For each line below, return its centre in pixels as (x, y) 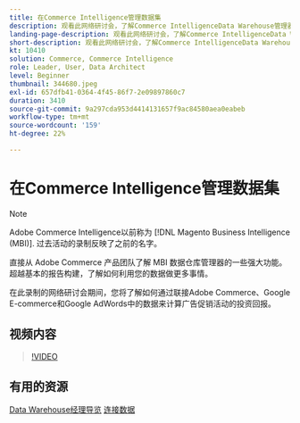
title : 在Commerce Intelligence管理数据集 (85, 17)
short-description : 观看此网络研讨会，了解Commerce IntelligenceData (134, 42)
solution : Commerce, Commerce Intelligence (92, 59)
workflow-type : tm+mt (50, 117)
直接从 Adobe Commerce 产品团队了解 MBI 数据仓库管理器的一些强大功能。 (148, 262)
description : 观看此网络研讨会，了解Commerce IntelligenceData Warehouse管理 (149, 26)
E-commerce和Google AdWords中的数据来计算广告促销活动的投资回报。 (143, 303)
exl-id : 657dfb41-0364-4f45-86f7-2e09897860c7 (97, 92)
